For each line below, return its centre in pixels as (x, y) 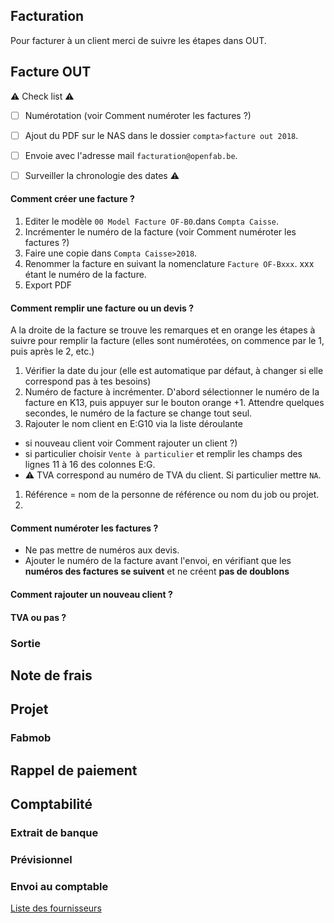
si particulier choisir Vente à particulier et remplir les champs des (163, 454)
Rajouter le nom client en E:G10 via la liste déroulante (133, 424)
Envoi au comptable (59, 886)
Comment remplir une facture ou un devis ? (102, 308)
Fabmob (31, 738)
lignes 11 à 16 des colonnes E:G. (90, 465)
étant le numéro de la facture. (85, 275)
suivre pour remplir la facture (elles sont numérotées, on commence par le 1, (167, 341)
